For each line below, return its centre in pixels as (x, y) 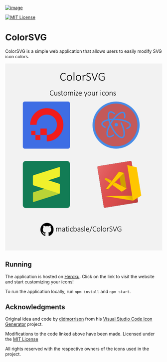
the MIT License (22, 339)
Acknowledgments (35, 307)
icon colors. (17, 56)
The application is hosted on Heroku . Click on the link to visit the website (80, 276)
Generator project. (24, 324)
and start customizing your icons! (39, 282)
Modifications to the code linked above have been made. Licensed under (80, 334)
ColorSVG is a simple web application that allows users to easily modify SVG (83, 51)
